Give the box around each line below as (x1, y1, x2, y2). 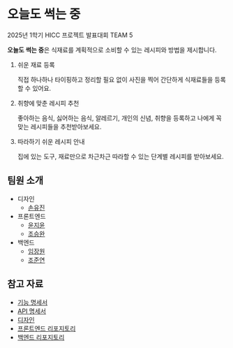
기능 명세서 (17, 298, 48, 306)
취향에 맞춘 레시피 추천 (17, 99, 80, 107)
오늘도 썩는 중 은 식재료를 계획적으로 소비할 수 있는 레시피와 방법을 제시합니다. (7, 45, 218, 54)
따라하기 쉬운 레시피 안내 (17, 137, 85, 145)
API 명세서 (17, 307, 47, 315)
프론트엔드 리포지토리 (17, 324, 76, 333)
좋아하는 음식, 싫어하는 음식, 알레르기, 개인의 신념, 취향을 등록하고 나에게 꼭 (17, 113, 222, 122)
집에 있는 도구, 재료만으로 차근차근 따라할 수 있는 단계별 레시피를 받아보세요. (17, 152, 225, 161)
